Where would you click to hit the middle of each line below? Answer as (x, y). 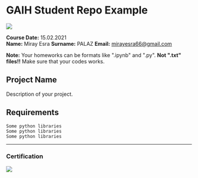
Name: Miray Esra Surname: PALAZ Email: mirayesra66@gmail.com (89, 43)
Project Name (32, 80)
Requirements (32, 112)
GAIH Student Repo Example (77, 10)
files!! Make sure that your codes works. (55, 61)
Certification (25, 156)
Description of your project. (39, 94)
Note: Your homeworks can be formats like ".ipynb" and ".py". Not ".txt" (94, 55)
